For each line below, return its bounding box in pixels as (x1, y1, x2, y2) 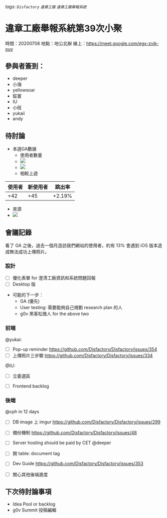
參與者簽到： (5, 61, 45, 70)
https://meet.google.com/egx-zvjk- (86, 40, 159, 46)
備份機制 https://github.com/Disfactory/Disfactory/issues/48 (12, 430, 137, 436)
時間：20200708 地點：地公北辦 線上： (5, 40, 87, 46)
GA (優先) (20, 298, 40, 304)
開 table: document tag (12, 451, 60, 457)
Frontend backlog (12, 383, 49, 389)
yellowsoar (12, 87, 35, 93)
